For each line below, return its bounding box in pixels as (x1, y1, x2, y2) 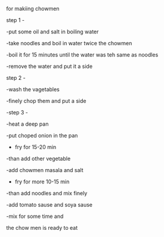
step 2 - (6, 74, 26, 81)
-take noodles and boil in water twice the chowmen (6, 40, 132, 46)
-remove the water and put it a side (6, 63, 93, 70)
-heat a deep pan (6, 120, 49, 127)
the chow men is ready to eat (6, 224, 78, 231)
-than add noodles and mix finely (6, 190, 88, 197)
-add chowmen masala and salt (6, 167, 83, 173)
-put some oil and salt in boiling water (6, 28, 99, 35)
